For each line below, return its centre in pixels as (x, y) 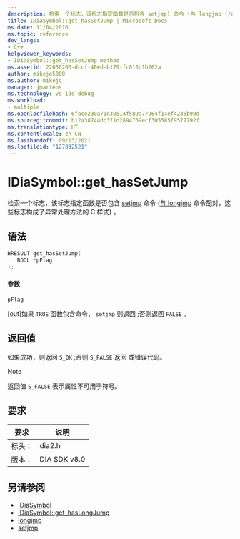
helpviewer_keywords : (40, 54)
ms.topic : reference (38, 34)
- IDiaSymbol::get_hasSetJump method (64, 61)
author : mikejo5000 (36, 74)
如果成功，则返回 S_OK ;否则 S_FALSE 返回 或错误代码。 (87, 357)
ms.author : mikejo (35, 80)
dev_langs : (24, 41)
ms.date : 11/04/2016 (38, 27)
